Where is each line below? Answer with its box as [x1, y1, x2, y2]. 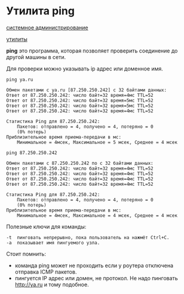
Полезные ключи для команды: [6, 223, 87, 230]
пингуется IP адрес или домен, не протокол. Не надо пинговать [14, 274, 178, 281]
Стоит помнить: [6, 250, 47, 258]
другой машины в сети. [6, 53, 66, 60]
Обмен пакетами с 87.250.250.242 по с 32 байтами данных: [6, 160, 154, 166]
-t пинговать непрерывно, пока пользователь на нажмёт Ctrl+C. [6, 234, 170, 240]
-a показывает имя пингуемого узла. [6, 240, 100, 246]
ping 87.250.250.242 [6, 149, 58, 156]
